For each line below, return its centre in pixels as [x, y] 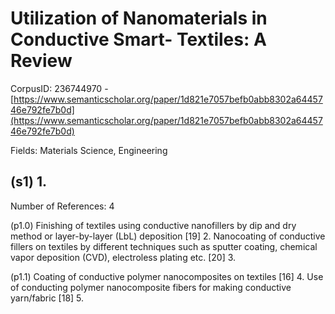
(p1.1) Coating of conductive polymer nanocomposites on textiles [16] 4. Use [167, 276]
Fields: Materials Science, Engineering [89, 150]
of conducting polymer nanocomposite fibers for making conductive [151, 287]
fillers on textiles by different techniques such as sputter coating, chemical [164, 246]
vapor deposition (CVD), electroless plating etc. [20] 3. [123, 257]
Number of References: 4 [62, 206]
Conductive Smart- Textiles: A [138, 39]
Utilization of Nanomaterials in [139, 18]
